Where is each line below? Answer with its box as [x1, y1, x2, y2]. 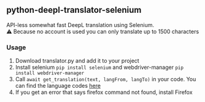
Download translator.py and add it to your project [15, 57, 139, 65]
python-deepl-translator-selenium [6, 5, 142, 15]
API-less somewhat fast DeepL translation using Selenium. [6, 21, 155, 28]
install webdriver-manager [15, 70, 85, 76]
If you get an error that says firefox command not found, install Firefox [15, 88, 193, 96]
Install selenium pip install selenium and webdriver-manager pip [15, 64, 184, 71]
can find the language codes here [15, 82, 101, 90]
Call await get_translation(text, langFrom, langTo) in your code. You [15, 76, 196, 83]
